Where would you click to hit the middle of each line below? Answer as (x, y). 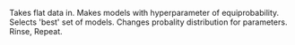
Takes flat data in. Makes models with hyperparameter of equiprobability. (144, 13)
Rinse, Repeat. (36, 31)
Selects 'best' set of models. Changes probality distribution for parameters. (148, 22)
